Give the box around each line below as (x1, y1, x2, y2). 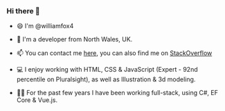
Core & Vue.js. (16, 96, 58, 104)
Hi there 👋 (6, 6, 41, 16)
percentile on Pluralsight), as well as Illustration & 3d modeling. (16, 75, 196, 83)
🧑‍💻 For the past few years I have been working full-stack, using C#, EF (16, 89, 219, 97)
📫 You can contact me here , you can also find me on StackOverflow (16, 49, 213, 57)
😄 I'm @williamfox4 (16, 22, 74, 30)
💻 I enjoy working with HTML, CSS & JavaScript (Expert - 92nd (16, 65, 198, 74)
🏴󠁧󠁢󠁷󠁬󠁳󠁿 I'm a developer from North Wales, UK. (16, 35, 133, 43)
